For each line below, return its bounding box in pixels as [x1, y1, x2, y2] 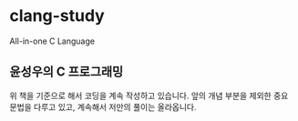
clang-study [9, 5, 105, 26]
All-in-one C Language [9, 35, 96, 46]
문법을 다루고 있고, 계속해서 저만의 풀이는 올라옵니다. [9, 101, 197, 112]
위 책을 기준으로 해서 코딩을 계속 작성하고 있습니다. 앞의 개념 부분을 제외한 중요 [9, 90, 289, 101]
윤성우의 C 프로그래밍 [9, 65, 124, 80]
